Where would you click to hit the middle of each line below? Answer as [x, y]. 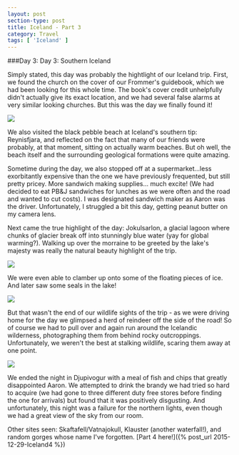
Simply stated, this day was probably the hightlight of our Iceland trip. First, [118, 75]
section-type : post [36, 21]
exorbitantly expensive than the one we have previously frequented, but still [119, 176]
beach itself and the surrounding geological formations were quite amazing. [119, 155]
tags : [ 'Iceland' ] [38, 41]
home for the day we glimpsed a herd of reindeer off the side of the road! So [119, 320]
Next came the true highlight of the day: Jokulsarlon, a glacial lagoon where [119, 228]
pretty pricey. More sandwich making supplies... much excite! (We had [111, 184]
